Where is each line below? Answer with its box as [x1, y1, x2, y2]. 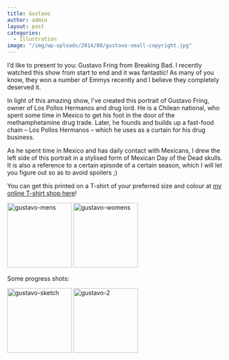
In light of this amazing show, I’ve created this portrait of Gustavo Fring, [7, 97, 210, 104]
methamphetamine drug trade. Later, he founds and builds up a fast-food [7, 119, 215, 126]
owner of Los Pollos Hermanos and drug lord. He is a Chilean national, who [7, 104, 220, 112]
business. [7, 133, 34, 141]
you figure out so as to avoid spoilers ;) [7, 168, 118, 177]
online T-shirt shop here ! [7, 189, 77, 197]
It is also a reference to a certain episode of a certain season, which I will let [7, 161, 222, 169]
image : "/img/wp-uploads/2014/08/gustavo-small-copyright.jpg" [7, 42, 193, 49]
